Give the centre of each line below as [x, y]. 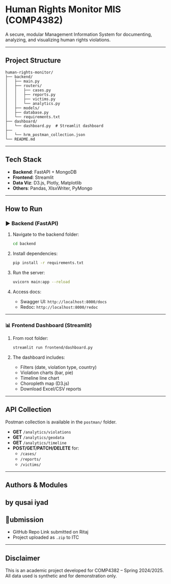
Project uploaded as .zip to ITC [46, 537]
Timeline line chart [40, 378]
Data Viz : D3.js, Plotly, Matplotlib [47, 182]
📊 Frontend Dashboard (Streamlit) [49, 325]
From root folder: [30, 338]
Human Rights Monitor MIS [63, 9]
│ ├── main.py [22, 81]
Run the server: [29, 273]
